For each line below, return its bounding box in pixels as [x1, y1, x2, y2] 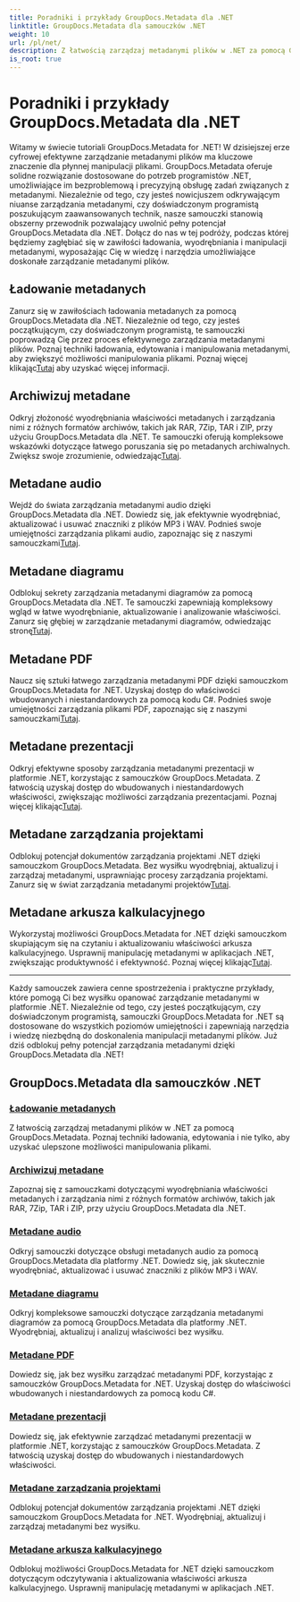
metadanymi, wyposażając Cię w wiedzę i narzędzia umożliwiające [9, 246, 256, 257]
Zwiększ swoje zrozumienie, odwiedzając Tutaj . [9, 450, 182, 461]
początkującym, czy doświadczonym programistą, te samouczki [9, 324, 246, 335]
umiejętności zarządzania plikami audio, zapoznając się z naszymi [9, 529, 253, 539]
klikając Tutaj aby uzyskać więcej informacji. [9, 362, 170, 373]
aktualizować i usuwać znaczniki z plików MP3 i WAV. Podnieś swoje [9, 519, 262, 530]
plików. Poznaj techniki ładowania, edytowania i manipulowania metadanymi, [9, 343, 291, 354]
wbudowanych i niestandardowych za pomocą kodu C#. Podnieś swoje [9, 694, 272, 705]
